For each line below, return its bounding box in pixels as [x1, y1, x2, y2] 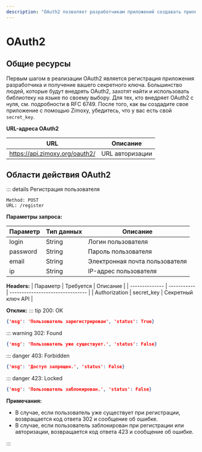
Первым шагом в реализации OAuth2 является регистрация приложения [6, 75, 194, 82]
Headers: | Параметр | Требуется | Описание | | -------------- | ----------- [6, 283, 195, 290]
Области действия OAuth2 [6, 170, 111, 180]
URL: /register [6, 202, 44, 209]
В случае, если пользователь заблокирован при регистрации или [14, 421, 185, 428]
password [9, 248, 37, 256]
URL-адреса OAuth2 [6, 125, 59, 132]
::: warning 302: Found [6, 330, 63, 337]
